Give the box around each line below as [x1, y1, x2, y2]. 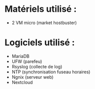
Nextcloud [11, 79, 33, 85]
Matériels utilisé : [4, 3, 77, 15]
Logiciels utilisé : [4, 37, 75, 48]
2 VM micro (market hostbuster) [11, 20, 77, 26]
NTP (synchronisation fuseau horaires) [11, 69, 91, 75]
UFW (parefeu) [11, 58, 42, 64]
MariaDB [11, 53, 30, 59]
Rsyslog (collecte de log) [11, 63, 63, 69]
